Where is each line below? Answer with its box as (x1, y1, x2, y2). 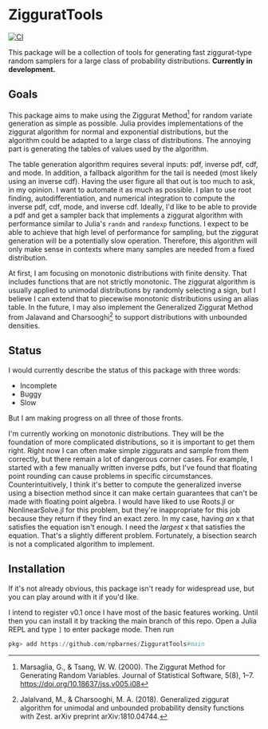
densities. (8, 321, 41, 331)
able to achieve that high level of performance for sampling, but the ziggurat (8, 228, 259, 237)
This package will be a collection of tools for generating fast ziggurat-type (8, 47, 253, 57)
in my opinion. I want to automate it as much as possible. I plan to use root (8, 185, 252, 195)
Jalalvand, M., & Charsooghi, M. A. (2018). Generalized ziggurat (19, 694, 230, 704)
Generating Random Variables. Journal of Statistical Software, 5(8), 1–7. (19, 670, 254, 680)
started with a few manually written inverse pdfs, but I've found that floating (8, 462, 258, 472)
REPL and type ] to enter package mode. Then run (8, 624, 175, 634)
